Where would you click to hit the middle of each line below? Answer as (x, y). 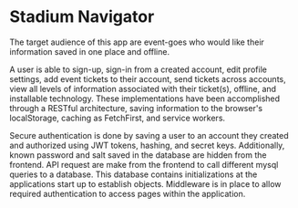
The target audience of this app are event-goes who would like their (137, 42)
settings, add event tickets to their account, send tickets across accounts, (148, 78)
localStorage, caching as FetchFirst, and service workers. (118, 118)
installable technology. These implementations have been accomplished (145, 99)
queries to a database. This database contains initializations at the (134, 174)
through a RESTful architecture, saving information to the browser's (136, 108)
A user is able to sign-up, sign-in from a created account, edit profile (138, 69)
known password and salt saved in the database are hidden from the (138, 155)
